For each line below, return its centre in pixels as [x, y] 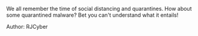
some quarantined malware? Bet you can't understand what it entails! [92, 15]
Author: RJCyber [27, 27]
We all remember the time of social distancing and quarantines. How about [99, 9]
